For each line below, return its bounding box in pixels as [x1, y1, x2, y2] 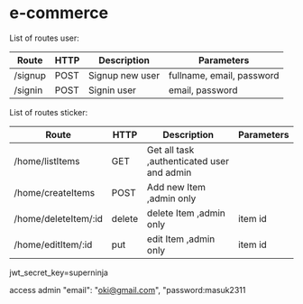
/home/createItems [14, 186, 96, 198]
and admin [147, 166, 192, 179]
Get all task [147, 143, 195, 156]
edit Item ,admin [147, 233, 216, 245]
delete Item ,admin [147, 207, 225, 219]
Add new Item [147, 180, 206, 193]
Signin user [88, 84, 137, 97]
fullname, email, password [168, 69, 280, 81]
